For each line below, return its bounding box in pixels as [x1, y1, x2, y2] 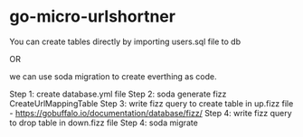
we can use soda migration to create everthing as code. [9, 70, 217, 82]
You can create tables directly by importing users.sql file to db [9, 36, 241, 47]
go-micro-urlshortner [9, 6, 176, 27]
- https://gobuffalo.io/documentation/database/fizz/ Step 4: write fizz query [9, 107, 292, 118]
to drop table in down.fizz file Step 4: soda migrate [9, 117, 199, 128]
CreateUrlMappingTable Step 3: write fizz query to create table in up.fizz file [9, 97, 294, 109]
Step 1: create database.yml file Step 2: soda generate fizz [9, 88, 227, 99]
